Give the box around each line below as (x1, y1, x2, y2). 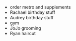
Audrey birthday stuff (9, 15, 54, 20)
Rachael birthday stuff (9, 9, 56, 15)
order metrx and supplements (9, 4, 71, 10)
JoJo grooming (9, 25, 41, 31)
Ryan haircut (9, 31, 36, 36)
